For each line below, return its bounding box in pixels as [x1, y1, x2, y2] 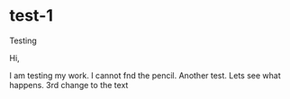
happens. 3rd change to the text [9, 79, 129, 90]
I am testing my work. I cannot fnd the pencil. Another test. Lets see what [9, 69, 281, 81]
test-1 [9, 5, 54, 26]
